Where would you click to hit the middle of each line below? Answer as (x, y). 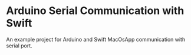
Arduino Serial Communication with (95, 11)
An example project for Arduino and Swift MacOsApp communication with (96, 39)
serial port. (19, 46)
